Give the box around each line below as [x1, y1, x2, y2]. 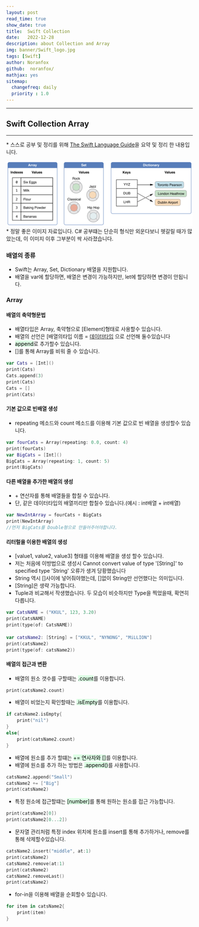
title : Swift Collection [6, 28, 70, 34]
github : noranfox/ [6, 66, 54, 72]
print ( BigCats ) [6, 464, 44, 470]
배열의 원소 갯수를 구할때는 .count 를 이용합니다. [14, 675, 126, 682]
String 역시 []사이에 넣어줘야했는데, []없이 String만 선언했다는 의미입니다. [14, 575, 185, 582]
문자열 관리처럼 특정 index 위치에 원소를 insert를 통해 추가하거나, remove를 [14, 828, 190, 835]
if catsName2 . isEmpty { [6, 711, 62, 717]
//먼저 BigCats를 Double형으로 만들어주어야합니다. [6, 525, 118, 531]
